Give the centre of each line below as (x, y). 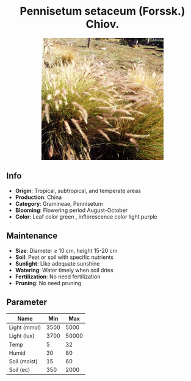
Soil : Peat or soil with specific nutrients (64, 257)
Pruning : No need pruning (48, 283)
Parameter (27, 302)
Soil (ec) (20, 370)
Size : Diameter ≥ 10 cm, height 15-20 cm (66, 250)
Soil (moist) (23, 361)
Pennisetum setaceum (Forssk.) (103, 11)
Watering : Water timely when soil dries (64, 270)
